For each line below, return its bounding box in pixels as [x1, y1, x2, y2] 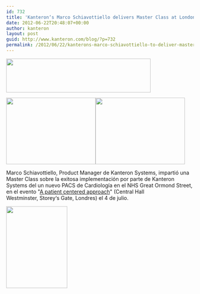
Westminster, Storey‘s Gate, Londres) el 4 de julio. [6, 194, 129, 201]
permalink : [6, 42, 33, 48]
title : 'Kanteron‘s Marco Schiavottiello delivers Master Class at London [6, 14, 196, 20]
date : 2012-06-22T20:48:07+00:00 [6, 20, 89, 26]
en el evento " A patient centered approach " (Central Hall [6, 188, 145, 195]
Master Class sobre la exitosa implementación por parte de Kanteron [6, 175, 174, 182]
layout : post [6, 31, 39, 37]
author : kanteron [6, 25, 49, 32]
